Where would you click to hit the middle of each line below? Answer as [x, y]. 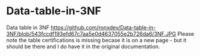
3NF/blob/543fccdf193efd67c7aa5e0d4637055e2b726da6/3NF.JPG [91, 33]
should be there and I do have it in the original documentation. [83, 46]
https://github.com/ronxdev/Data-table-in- [103, 27]
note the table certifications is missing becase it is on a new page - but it [96, 40]
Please [186, 33]
